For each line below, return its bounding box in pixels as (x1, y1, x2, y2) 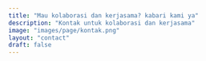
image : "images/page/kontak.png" (8, 26, 120, 34)
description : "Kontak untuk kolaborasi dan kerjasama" (8, 19, 196, 27)
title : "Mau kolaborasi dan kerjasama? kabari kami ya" (8, 11, 199, 20)
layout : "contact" (8, 33, 70, 42)
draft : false (8, 41, 52, 49)
